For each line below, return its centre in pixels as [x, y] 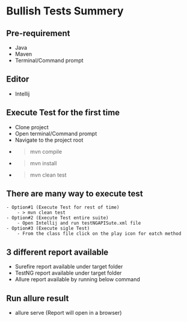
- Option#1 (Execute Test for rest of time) [63, 208]
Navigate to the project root [49, 140]
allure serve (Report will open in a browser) [68, 313]
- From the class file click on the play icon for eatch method [99, 234]
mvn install [43, 163]
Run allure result [38, 298]
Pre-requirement [38, 33]
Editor [18, 79]
